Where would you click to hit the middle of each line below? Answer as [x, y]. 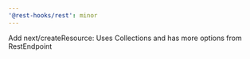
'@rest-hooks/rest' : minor [53, 15]
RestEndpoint [30, 46]
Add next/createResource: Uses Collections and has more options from [125, 38]
